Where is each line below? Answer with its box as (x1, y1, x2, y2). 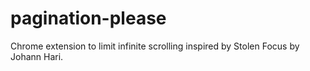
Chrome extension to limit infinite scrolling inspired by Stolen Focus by (10, 40, 300, 52)
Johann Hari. (10, 50, 64, 62)
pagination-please (10, 7, 167, 30)
